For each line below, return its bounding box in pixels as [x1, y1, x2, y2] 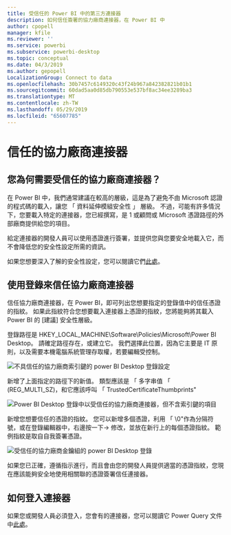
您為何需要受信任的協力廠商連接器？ [7, 174, 161, 186]
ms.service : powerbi [7, 42, 67, 49]
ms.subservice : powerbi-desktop [7, 49, 100, 56]
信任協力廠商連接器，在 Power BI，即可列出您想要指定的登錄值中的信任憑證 [7, 299, 221, 307]
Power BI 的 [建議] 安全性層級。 [7, 316, 96, 324]
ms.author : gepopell [7, 67, 67, 74]
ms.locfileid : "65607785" [7, 112, 81, 119]
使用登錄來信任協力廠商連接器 [7, 280, 134, 291]
